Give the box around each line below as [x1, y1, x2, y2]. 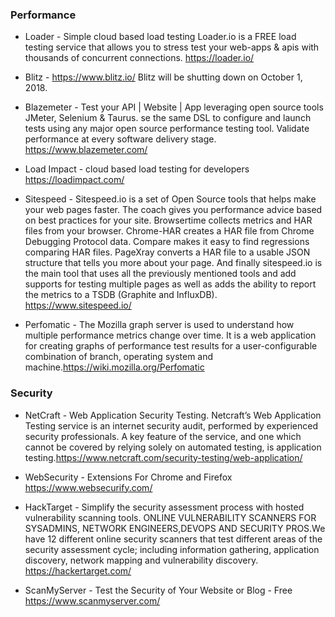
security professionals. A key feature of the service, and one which [24, 430, 302, 442]
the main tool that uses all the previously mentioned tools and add [24, 268, 297, 280]
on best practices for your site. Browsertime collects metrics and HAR [24, 214, 313, 227]
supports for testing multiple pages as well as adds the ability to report [24, 278, 317, 290]
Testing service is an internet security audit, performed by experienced [24, 419, 318, 432]
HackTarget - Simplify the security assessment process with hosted [24, 501, 305, 513]
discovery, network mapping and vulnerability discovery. [24, 554, 259, 566]
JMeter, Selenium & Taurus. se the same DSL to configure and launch [24, 112, 312, 124]
